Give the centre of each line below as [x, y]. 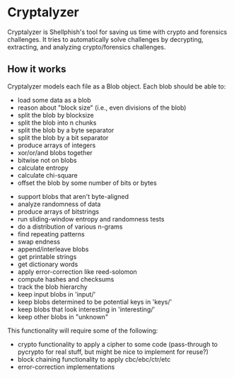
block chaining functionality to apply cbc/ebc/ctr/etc [94, 359]
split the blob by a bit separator [63, 137]
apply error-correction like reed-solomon [77, 271]
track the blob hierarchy [52, 287]
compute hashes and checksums [66, 279]
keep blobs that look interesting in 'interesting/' [86, 309]
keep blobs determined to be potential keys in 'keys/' [95, 302]
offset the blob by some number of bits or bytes [87, 183]
